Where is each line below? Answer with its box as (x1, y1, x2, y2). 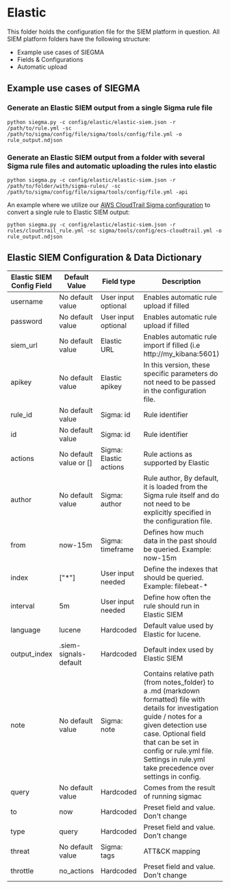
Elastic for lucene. (143, 629, 201, 639)
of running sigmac (143, 791, 202, 801)
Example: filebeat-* (143, 581, 208, 591)
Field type (101, 276, 136, 286)
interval (10, 601, 35, 611)
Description (162, 276, 201, 286)
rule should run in (143, 601, 200, 611)
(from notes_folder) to (143, 677, 214, 687)
